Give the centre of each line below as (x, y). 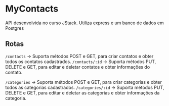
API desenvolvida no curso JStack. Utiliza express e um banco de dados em (85, 23)
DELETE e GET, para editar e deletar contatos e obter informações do (78, 67)
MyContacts (32, 9)
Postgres (15, 28)
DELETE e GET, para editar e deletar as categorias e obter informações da (82, 93)
